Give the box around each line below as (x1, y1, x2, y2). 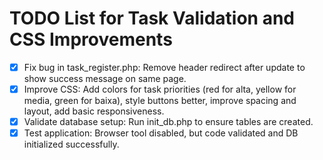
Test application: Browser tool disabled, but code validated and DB (23, 127, 299, 139)
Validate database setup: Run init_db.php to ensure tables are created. (23, 116, 314, 128)
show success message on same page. (23, 73, 187, 84)
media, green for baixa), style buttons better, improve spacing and (23, 95, 297, 107)
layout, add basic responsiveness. (23, 105, 165, 117)
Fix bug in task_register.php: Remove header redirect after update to (23, 61, 306, 73)
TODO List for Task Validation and (9, 7, 295, 30)
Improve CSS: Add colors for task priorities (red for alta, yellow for (23, 83, 297, 95)
